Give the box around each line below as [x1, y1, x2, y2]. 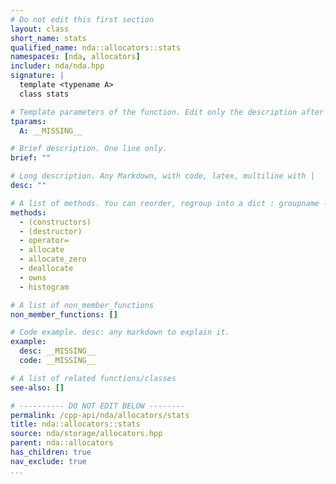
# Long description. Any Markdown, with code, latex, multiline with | [10, 171, 315, 181]
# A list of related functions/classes [10, 373, 177, 383]
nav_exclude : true [10, 456, 87, 466]
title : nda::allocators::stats [10, 419, 141, 430]
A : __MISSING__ [19, 126, 83, 136]
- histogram [19, 282, 70, 292]
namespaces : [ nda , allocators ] [10, 52, 141, 62]
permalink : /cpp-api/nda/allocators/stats [10, 410, 190, 420]
